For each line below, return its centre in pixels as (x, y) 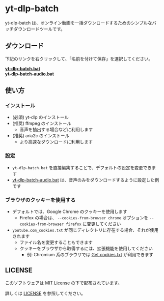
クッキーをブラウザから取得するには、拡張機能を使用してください (86, 248)
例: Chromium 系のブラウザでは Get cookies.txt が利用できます (90, 255)
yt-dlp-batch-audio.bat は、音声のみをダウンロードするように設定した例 (85, 180)
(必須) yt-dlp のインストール (40, 117)
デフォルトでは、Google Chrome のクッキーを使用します (70, 211)
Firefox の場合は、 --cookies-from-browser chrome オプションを (84, 218)
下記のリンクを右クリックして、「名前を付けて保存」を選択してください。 (79, 59)
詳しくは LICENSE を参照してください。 (45, 293)
